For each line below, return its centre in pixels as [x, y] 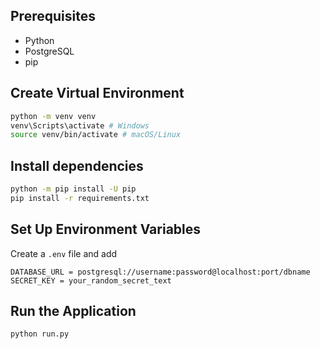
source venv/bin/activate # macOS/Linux [96, 135]
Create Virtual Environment [97, 93]
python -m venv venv [53, 116]
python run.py [40, 334]
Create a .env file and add [64, 253]
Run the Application [73, 311]
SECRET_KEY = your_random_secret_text [91, 280]
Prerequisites [53, 16]
